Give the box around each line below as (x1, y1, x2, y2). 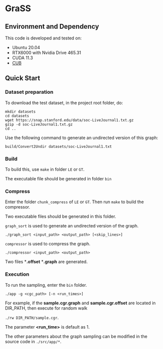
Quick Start (5, 74, 40, 83)
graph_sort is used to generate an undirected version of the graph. (5, 223, 139, 229)
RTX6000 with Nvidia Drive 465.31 (12, 50, 81, 55)
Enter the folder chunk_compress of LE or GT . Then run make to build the (5, 199, 144, 205)
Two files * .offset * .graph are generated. (5, 259, 88, 265)
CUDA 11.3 (12, 55, 33, 61)
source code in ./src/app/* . (5, 338, 62, 344)
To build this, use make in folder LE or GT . (5, 166, 85, 172)
